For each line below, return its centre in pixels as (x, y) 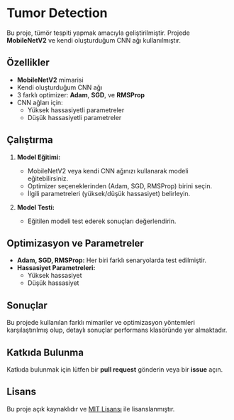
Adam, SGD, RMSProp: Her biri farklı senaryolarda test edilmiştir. (112, 260)
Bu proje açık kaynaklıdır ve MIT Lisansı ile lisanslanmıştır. (91, 409)
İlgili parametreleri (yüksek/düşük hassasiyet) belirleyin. (109, 193)
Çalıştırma (30, 140)
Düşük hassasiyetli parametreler (74, 117)
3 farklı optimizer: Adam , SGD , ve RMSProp (81, 95)
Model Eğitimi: (39, 157)
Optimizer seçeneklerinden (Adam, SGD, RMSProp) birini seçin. (120, 185)
